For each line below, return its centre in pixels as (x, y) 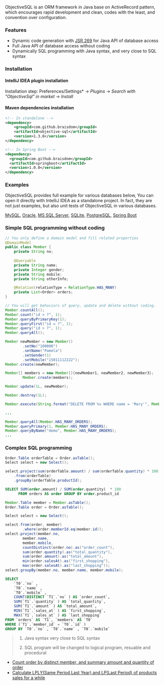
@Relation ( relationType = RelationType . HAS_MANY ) (65, 288)
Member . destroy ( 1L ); (26, 395)
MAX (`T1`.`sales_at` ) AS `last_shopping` (58, 615)
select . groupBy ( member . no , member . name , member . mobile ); (64, 570)
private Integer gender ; (39, 270)
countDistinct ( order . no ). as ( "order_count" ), (69, 547)
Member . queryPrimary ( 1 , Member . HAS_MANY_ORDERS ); (57, 426)
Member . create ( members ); (48, 378)
